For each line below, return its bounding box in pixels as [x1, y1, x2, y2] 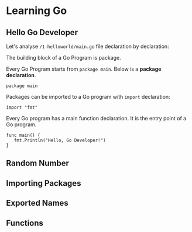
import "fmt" [6, 105, 38, 110]
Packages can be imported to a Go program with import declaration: [6, 94, 171, 100]
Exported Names [6, 198, 68, 208]
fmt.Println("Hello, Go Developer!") [13, 137, 107, 143]
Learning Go [6, 4, 67, 18]
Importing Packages [6, 178, 81, 188]
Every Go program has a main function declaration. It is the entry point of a [6, 115, 187, 122]
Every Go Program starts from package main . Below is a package [6, 65, 162, 72]
